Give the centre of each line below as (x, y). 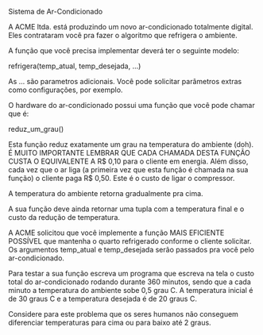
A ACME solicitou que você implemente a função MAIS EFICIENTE (116, 233)
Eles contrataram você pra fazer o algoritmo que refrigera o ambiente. (123, 35)
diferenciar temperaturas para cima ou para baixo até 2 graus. (110, 322)
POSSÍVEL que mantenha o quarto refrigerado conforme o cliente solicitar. (130, 241)
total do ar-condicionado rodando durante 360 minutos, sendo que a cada (130, 282)
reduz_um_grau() (36, 129)
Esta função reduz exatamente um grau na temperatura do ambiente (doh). (131, 144)
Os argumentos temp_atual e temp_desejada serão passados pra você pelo (131, 250)
